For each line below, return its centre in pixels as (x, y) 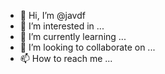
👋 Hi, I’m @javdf (52, 15)
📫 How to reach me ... (66, 58)
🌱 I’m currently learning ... (73, 36)
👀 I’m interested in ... (62, 26)
